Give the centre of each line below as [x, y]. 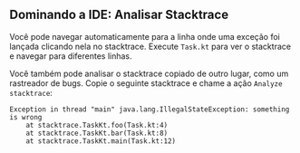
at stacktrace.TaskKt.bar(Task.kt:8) [97, 133]
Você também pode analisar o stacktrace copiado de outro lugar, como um [149, 73]
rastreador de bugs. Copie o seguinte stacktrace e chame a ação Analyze [146, 83]
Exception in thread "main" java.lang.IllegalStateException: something [150, 109]
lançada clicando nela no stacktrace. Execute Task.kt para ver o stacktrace [150, 46]
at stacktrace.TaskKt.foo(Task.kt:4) [97, 125]
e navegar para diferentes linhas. [71, 56]
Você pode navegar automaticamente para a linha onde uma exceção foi [145, 36]
